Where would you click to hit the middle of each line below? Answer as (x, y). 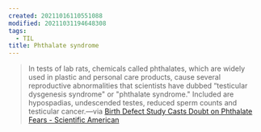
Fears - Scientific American (74, 120)
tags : (17, 31)
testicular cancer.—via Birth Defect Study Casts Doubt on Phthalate (140, 111)
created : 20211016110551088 (56, 16)
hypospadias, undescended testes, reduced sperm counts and (133, 103)
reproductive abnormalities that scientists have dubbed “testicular (138, 86)
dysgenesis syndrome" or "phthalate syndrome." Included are (131, 94)
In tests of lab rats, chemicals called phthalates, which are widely (137, 68)
